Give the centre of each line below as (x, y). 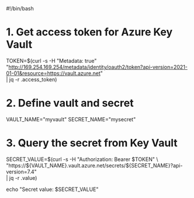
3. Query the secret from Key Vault (92, 143)
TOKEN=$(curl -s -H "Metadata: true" (51, 60)
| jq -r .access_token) (32, 79)
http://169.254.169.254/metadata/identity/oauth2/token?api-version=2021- (98, 67)
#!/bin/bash (20, 8)
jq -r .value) (23, 177)
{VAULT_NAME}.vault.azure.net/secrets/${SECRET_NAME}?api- (106, 165)
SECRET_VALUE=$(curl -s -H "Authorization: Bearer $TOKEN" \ (82, 159)
